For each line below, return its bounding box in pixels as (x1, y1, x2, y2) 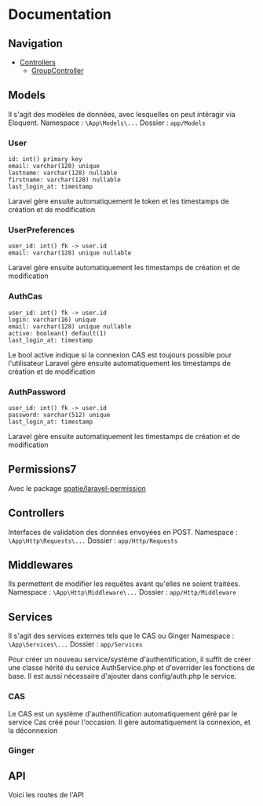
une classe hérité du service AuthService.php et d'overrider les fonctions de (8, 663, 255, 672)
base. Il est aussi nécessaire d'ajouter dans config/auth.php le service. (8, 672, 237, 681)
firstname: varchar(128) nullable (8, 176, 122, 184)
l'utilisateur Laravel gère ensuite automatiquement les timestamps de (8, 358, 232, 368)
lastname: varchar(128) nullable (8, 169, 118, 178)
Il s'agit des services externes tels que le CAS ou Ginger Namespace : (8, 631, 235, 641)
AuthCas (8, 291, 43, 302)
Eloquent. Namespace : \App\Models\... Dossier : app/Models (8, 118, 206, 127)
